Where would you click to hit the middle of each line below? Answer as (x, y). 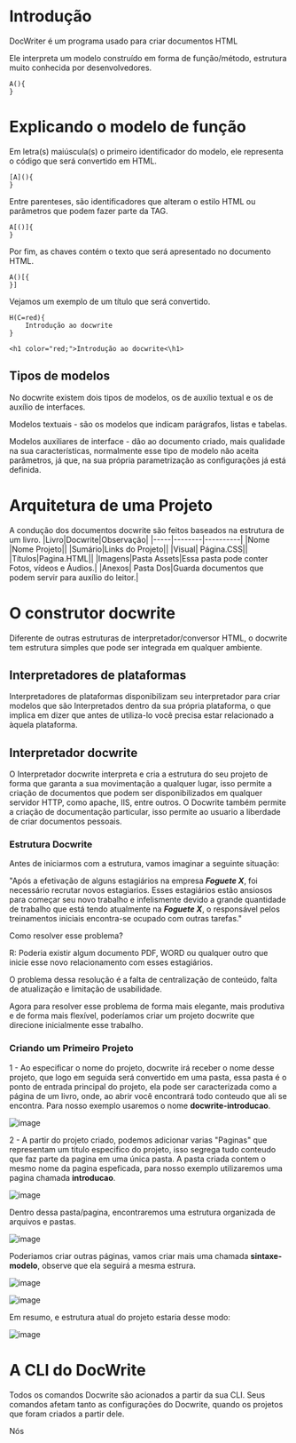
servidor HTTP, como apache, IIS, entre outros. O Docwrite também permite (148, 802)
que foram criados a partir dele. (67, 1414)
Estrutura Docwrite (51, 844)
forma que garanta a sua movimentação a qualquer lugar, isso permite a (140, 784)
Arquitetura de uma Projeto (111, 505)
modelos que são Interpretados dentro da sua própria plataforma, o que (140, 706)
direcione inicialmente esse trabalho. (76, 1025)
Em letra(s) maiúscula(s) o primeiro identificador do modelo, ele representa (146, 151)
